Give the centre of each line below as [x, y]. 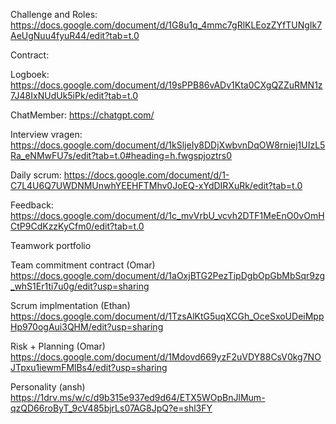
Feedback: [32, 205]
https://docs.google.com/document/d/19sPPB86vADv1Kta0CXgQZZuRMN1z [166, 85]
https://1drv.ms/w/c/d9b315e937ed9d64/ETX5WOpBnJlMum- [138, 397]
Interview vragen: [46, 134]
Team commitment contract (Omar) [83, 265]
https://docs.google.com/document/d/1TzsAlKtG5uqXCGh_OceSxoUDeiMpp [167, 316]
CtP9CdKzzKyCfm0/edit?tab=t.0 [77, 226]
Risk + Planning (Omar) [58, 346]
